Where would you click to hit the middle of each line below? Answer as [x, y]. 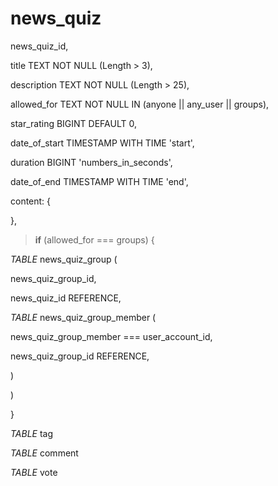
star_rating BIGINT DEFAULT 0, [73, 123]
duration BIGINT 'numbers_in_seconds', [91, 162]
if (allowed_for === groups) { [94, 239]
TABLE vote [34, 472]
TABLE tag [32, 433]
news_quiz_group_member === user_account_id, [111, 336]
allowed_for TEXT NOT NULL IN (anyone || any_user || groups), [140, 104]
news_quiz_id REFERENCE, [66, 298]
